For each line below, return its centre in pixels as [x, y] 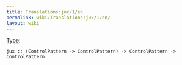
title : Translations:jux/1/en [45, 12]
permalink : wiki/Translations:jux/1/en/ [59, 18]
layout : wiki [23, 23]
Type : [13, 41]
